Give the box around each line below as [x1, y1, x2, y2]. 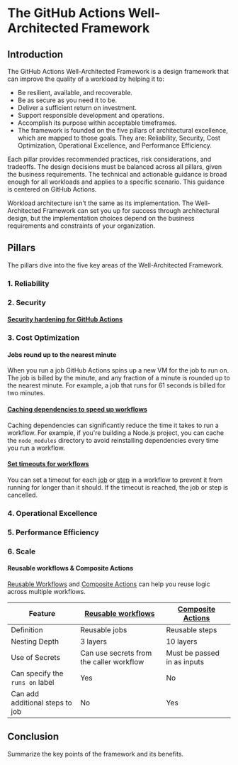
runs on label [11, 677, 55, 687]
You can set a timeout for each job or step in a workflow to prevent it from [7, 475, 223, 484]
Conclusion [7, 731, 59, 743]
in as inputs [166, 656, 204, 666]
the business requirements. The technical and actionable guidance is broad [7, 170, 227, 178]
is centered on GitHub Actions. [7, 185, 97, 193]
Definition [11, 624, 44, 634]
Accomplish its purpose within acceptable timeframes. [17, 119, 177, 127]
